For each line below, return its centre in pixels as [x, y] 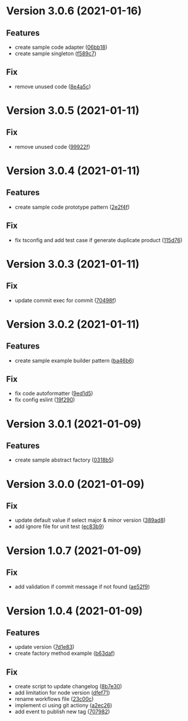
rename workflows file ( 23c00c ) [54, 699]
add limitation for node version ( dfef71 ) [62, 693]
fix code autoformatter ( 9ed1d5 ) [54, 393]
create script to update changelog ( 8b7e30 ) [68, 686]
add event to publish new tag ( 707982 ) [62, 711]
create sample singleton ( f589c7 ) [56, 54]
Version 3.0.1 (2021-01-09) [74, 424]
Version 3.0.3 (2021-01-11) [73, 264]
